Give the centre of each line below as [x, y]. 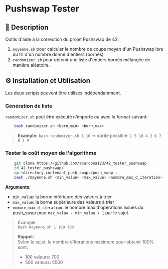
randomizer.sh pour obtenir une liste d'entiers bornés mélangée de [81, 60]
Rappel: [26, 236]
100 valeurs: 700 [42, 257]
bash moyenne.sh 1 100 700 [46, 227]
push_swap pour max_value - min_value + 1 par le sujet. [71, 213]
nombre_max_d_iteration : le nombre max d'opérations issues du [78, 207]
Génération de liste [29, 106]
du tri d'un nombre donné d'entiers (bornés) [58, 54]
